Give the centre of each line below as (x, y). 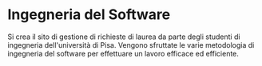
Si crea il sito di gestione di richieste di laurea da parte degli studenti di (124, 37)
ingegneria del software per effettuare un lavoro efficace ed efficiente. (123, 53)
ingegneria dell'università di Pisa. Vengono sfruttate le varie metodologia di (131, 45)
